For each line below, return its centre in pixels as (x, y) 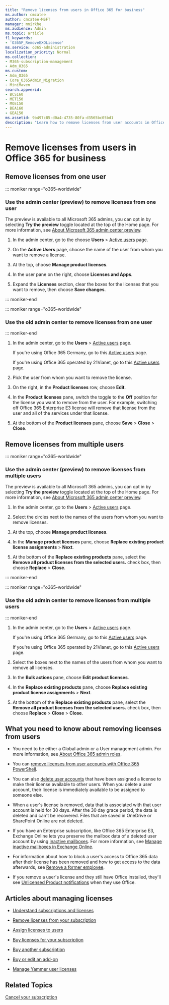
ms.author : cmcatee (26, 15)
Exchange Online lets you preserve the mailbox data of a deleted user (84, 836)
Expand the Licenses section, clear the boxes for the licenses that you (86, 284)
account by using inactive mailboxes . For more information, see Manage (87, 842)
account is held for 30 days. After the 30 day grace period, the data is (85, 810)
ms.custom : (17, 71)
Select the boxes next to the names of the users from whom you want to (87, 662)
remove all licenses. (33, 667)
